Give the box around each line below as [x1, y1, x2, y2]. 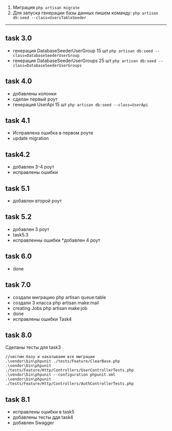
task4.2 [5, 150, 30, 159]
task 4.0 [5, 77, 32, 86]
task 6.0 [5, 252, 32, 261]
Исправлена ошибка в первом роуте [12, 130, 94, 136]
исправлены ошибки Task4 [12, 316, 72, 322]
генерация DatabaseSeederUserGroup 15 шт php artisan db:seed [12, 47, 153, 53]
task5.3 [12, 231, 29, 238]
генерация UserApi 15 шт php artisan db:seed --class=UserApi [12, 101, 148, 107]
